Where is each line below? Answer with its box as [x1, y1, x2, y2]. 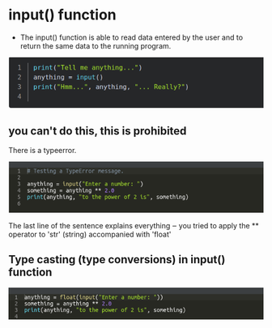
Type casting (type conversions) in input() [8, 253, 226, 266]
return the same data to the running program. [19, 40, 172, 50]
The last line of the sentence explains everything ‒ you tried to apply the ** [8, 220, 259, 230]
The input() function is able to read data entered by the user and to [19, 32, 244, 42]
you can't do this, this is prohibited [8, 124, 187, 138]
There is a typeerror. [8, 146, 77, 155]
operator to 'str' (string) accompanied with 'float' [8, 229, 172, 239]
